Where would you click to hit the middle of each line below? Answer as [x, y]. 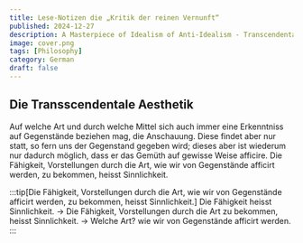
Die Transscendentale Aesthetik [101, 105]
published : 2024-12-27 [52, 26]
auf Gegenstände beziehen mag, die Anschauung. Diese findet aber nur [143, 136]
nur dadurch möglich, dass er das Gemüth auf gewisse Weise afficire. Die [146, 155]
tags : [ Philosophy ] [46, 51]
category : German [42, 60]
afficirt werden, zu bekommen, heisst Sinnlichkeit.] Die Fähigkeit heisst [141, 201]
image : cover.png [42, 43]
